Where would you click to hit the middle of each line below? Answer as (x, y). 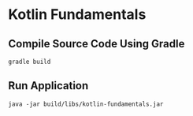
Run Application (48, 86)
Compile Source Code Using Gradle (96, 44)
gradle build (30, 62)
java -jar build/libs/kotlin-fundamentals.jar (86, 104)
